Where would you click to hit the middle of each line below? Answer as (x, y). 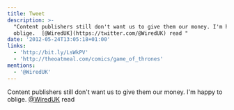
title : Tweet (26, 14)
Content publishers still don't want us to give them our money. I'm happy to (115, 92)
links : (17, 46)
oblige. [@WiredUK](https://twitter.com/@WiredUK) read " (101, 33)
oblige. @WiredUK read (41, 99)
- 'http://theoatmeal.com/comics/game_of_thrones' (88, 59)
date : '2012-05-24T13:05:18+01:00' (59, 40)
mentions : (22, 65)
